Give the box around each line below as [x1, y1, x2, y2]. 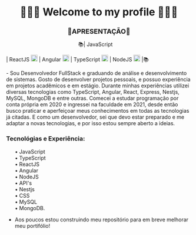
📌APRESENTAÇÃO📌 [67, 27, 131, 36]
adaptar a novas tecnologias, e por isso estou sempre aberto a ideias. [6, 120, 175, 127]
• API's [14, 179, 32, 187]
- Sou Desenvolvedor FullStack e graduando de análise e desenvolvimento [6, 70, 187, 77]
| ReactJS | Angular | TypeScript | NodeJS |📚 [6, 56, 149, 63]
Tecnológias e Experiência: [6, 135, 85, 143]
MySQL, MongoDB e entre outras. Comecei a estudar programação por [6, 94, 179, 102]
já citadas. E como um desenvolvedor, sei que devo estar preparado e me [6, 113, 184, 120]
